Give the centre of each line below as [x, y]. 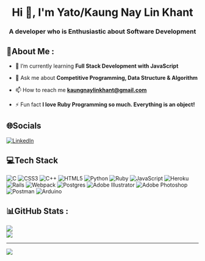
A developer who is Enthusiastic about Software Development [103, 32]
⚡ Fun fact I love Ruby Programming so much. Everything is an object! [105, 104]
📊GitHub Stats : [38, 211]
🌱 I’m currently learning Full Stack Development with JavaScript [97, 66]
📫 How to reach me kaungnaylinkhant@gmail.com [81, 90]
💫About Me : [31, 51]
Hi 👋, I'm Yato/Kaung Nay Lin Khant [103, 13]
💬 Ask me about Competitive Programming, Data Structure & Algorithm [106, 77]
